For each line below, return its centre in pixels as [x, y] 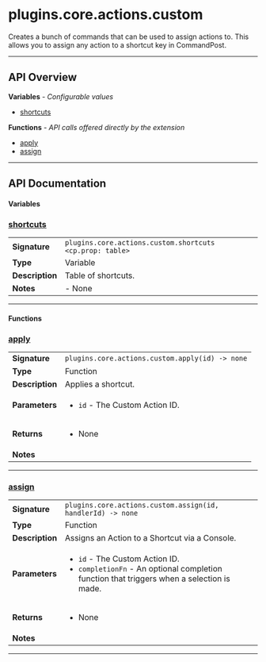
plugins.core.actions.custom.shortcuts [140, 243]
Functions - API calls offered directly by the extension [97, 127]
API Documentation [57, 184]
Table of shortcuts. [99, 275]
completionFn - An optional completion [150, 569]
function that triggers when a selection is [154, 579]
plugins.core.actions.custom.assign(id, [142, 505]
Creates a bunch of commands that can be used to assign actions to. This [129, 37]
